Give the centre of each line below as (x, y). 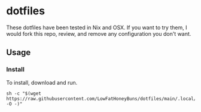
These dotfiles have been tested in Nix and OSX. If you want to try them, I (97, 27)
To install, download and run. (42, 82)
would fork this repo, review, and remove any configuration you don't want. (99, 33)
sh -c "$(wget (24, 94)
